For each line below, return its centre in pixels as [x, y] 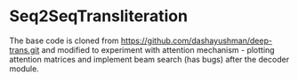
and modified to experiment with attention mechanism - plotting [158, 49]
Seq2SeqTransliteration [99, 16]
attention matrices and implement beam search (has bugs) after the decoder [149, 59]
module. [24, 69]
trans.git [24, 49]
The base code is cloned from [64, 40]
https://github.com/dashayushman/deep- [197, 40]
